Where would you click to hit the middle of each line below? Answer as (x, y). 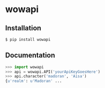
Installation (23, 28)
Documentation (30, 55)
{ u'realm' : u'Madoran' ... (34, 81)
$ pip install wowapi (28, 39)
